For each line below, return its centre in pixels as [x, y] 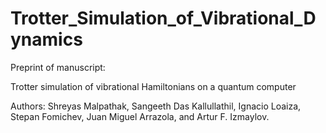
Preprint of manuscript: [58, 67]
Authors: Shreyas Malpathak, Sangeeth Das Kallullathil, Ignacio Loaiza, [156, 106]
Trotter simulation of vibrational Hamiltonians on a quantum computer [153, 86]
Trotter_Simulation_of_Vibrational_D [163, 18]
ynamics [46, 39]
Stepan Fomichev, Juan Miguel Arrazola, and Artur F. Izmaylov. [140, 116]
